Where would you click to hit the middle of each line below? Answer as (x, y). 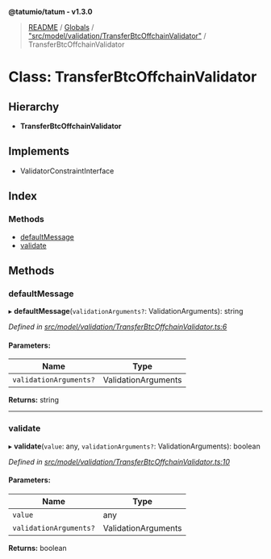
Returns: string (33, 400)
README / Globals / (61, 27)
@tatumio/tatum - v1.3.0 (50, 12)
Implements (39, 151)
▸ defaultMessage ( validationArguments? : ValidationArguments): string (126, 311)
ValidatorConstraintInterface (67, 171)
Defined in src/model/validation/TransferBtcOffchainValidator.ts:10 (119, 461)
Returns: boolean (38, 548)
